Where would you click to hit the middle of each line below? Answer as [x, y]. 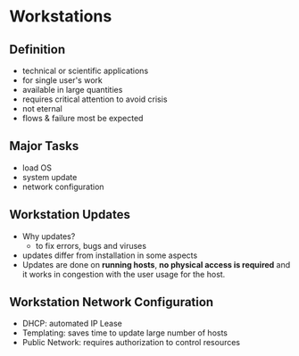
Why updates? [49, 236]
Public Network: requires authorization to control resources [131, 343]
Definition [37, 50]
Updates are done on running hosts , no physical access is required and [156, 264]
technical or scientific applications [85, 70]
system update [50, 177]
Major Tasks [44, 146]
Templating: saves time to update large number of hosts [125, 333]
